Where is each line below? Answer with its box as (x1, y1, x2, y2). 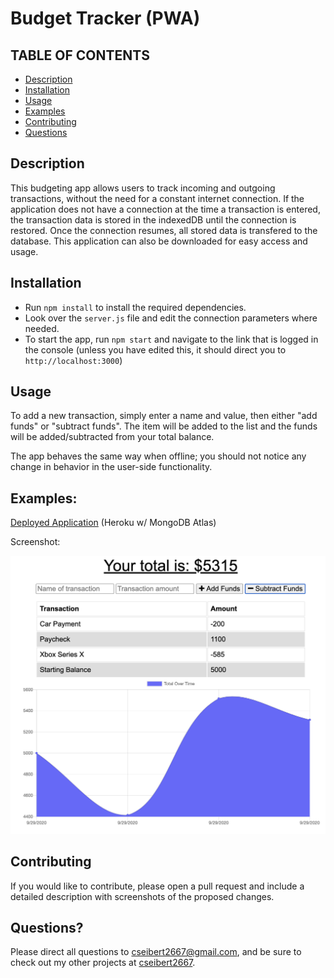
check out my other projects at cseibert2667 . (10, 957, 196, 969)
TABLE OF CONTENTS (10, 47, 150, 64)
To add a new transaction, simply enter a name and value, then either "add (10, 410, 318, 422)
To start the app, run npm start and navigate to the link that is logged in (24, 333, 319, 345)
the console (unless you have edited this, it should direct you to (24, 343, 287, 356)
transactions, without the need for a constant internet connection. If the (10, 192, 305, 204)
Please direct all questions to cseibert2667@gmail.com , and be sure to (10, 946, 302, 958)
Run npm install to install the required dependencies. (24, 301, 247, 313)
